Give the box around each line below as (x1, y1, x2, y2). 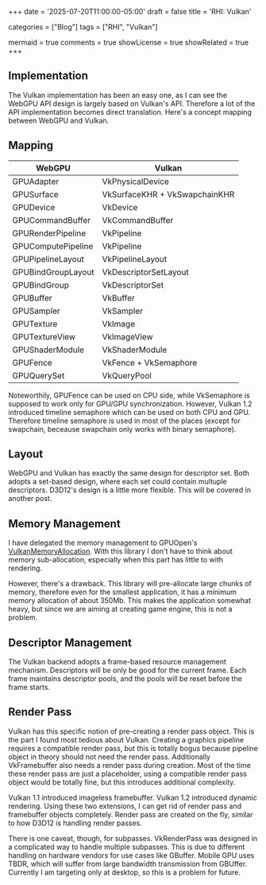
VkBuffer (102, 292, 135, 303)
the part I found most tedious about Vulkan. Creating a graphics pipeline (8, 734, 245, 744)
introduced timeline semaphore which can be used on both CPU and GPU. (8, 407, 251, 417)
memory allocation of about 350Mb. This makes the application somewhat (8, 596, 252, 605)
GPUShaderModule (12, 344, 85, 355)
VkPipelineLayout (102, 253, 168, 264)
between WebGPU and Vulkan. (8, 116, 110, 125)
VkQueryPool (102, 370, 152, 381)
